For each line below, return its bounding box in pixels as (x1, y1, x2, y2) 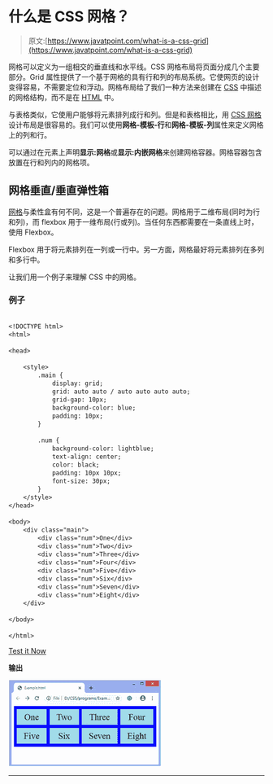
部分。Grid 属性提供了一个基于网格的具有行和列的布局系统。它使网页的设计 (8, 72, 260, 81)
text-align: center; (51, 453, 122, 461)
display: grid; (51, 379, 104, 388)
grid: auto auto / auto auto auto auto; (51, 388, 191, 396)
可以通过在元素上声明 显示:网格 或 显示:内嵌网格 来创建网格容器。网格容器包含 (8, 147, 262, 157)
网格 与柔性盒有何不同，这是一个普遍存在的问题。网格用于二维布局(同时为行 (8, 207, 261, 217)
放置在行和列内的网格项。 (8, 157, 94, 167)
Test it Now (8, 646, 47, 656)
